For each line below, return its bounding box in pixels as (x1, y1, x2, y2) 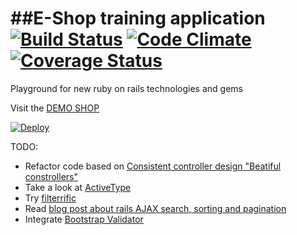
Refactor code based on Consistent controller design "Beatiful (24, 160, 282, 172)
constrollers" (24, 170, 78, 182)
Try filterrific (24, 192, 77, 204)
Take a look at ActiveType (24, 181, 132, 193)
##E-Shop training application (10, 7, 266, 30)
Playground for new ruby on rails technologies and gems (10, 82, 243, 94)
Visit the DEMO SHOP (10, 102, 100, 114)
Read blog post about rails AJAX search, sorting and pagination (24, 202, 287, 214)
